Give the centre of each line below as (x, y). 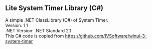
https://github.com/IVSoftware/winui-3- (106, 36)
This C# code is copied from (35, 36)
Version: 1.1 (17, 25)
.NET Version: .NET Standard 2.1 (38, 30)
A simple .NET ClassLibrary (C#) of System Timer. (57, 20)
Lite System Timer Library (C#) (54, 8)
